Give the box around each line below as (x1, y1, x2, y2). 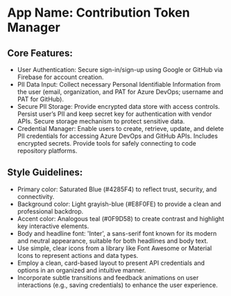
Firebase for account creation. (17, 73, 104, 81)
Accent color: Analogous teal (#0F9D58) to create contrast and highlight (17, 214, 224, 223)
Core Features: (7, 47, 73, 59)
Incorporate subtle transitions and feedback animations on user (17, 273, 199, 281)
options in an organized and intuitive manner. (17, 265, 146, 275)
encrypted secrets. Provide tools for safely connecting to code (17, 139, 196, 147)
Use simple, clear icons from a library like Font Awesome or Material (17, 244, 212, 252)
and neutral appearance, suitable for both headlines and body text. (17, 236, 209, 245)
